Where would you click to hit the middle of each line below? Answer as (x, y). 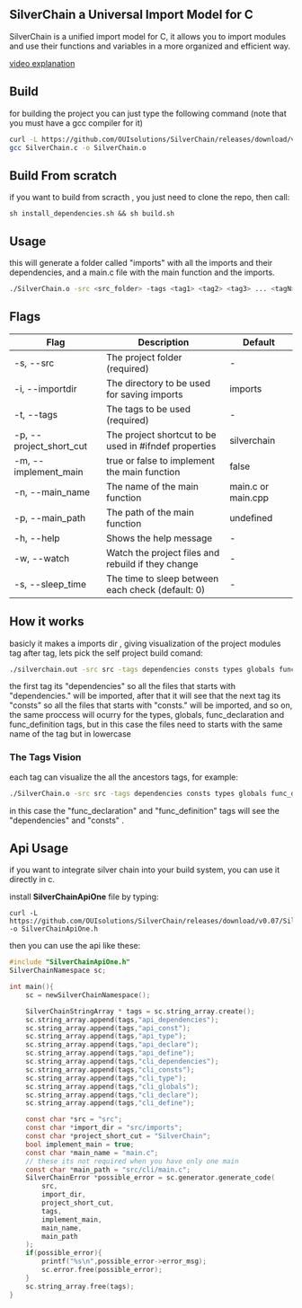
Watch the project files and (163, 552)
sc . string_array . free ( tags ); (80, 1286)
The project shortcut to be (162, 435)
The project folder (144, 357)
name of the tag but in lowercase (71, 734)
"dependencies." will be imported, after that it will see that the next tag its (145, 696)
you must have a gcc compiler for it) (76, 123)
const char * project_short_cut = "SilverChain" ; (118, 1136)
